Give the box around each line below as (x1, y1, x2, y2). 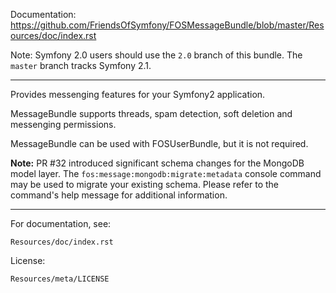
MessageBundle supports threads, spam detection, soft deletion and (10, 108, 293, 119)
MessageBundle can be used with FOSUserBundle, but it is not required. (10, 138, 309, 149)
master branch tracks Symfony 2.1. (10, 60, 152, 71)
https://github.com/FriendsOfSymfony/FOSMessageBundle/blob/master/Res (10, 19, 325, 31)
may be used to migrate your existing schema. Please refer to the (10, 179, 279, 190)
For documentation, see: (10, 218, 112, 229)
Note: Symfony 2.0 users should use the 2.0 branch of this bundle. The (10, 49, 303, 61)
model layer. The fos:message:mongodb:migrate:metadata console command (10, 168, 322, 179)
